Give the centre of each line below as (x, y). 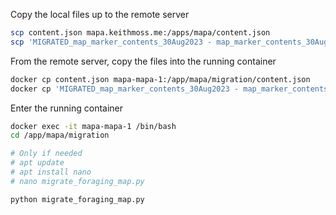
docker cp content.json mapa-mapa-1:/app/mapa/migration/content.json (160, 79)
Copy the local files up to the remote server (100, 14)
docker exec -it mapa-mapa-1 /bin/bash (93, 126)
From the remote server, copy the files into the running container (143, 61)
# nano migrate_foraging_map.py (77, 181)
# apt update (37, 163)
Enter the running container (67, 108)
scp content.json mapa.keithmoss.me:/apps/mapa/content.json (140, 33)
